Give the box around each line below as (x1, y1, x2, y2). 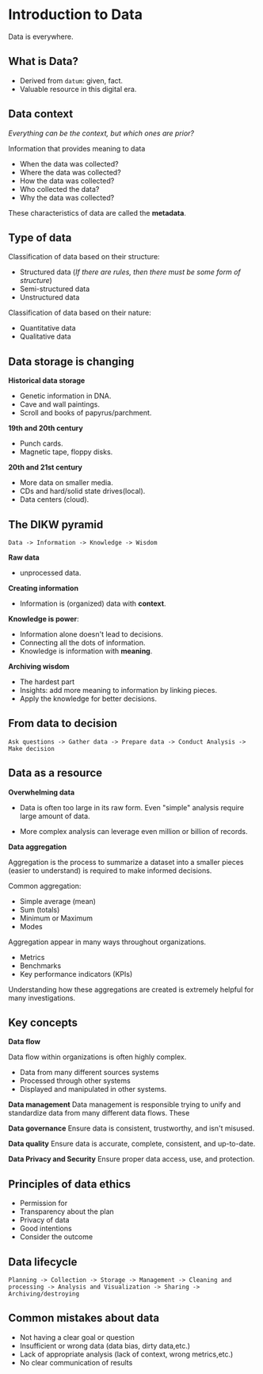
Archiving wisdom (8, 662, 70, 671)
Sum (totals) (19, 905, 60, 914)
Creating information (8, 584, 79, 592)
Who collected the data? (19, 184, 100, 193)
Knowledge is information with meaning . (19, 646, 153, 656)
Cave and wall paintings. (19, 400, 101, 409)
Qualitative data (19, 331, 71, 342)
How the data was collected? (19, 176, 115, 186)
